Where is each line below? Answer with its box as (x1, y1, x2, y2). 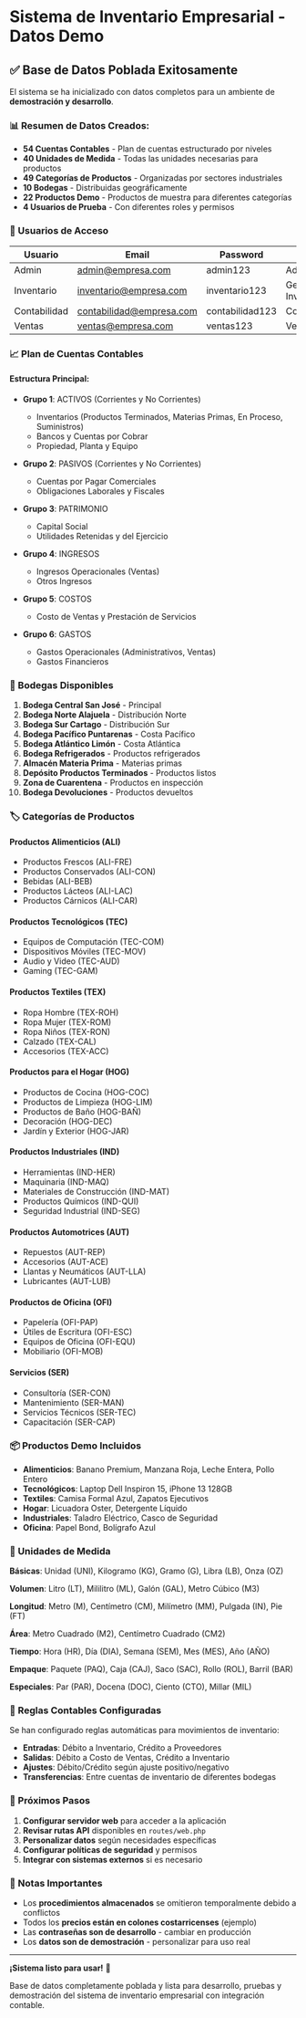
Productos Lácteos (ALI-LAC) (22, 885, 134, 896)
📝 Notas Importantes (9, 1877, 103, 1889)
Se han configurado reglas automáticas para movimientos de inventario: (9, 1725, 280, 1736)
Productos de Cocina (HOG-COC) (22, 1086, 150, 1097)
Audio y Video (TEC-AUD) (22, 956, 120, 967)
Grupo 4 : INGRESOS (22, 548, 100, 559)
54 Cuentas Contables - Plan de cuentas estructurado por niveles (22, 143, 272, 154)
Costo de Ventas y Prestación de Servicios (36, 611, 197, 622)
